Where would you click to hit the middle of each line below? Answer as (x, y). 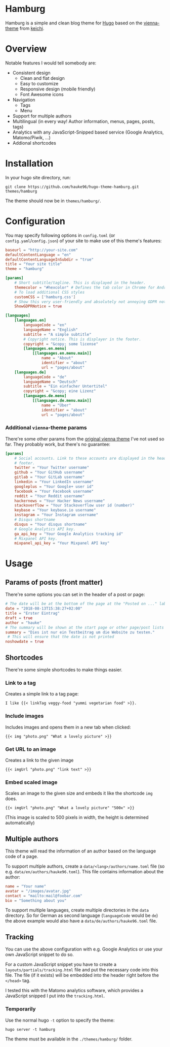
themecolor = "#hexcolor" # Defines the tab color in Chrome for (85, 288)
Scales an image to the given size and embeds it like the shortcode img (79, 794)
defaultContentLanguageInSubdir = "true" (50, 260)
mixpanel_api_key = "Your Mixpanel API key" (62, 543)
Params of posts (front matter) (54, 582)
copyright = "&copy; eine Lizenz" (60, 391)
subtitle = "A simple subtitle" (58, 334)
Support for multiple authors (42, 116)
